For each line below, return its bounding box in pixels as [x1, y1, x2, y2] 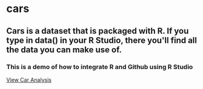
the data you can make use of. [6, 44, 122, 55]
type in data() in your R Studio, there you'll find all [6, 35, 197, 45]
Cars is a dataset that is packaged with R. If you [6, 26, 189, 36]
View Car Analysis [6, 76, 52, 83]
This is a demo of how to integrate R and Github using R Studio [6, 63, 193, 71]
